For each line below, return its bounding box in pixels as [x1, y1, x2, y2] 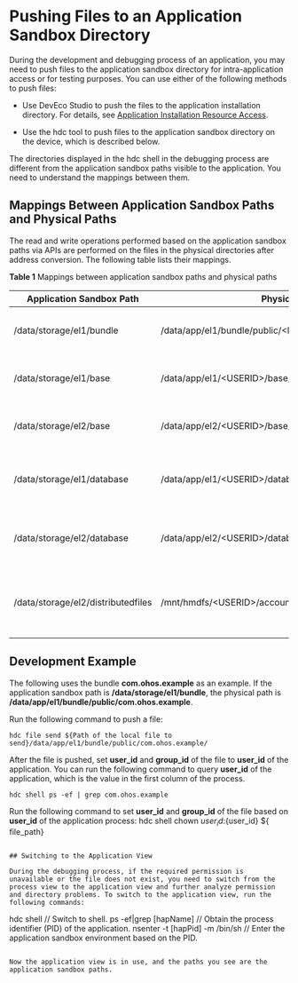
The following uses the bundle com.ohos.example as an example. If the [9, 678, 272, 688]
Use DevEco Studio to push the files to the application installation [21, 99, 262, 110]
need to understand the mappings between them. [9, 171, 191, 183]
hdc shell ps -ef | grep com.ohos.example [9, 790, 169, 799]
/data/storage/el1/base [13, 371, 111, 384]
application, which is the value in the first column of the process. [9, 773, 246, 783]
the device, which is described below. [21, 136, 161, 147]
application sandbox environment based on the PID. [9, 932, 198, 943]
